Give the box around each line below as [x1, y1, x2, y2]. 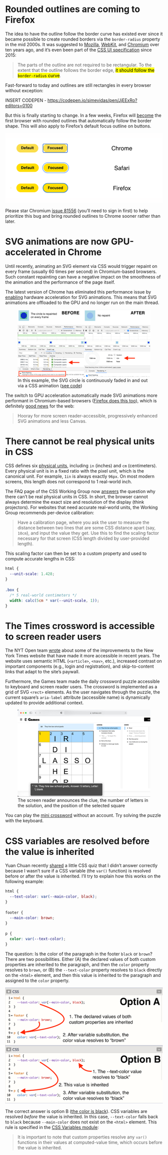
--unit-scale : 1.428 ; [9, 571, 55, 576]
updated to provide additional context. [5, 700, 84, 706]
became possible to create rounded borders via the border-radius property [5, 36, 160, 42]
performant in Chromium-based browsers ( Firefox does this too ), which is [5, 397, 157, 403]
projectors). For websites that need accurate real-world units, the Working [5, 504, 158, 510]
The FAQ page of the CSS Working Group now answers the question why [5, 488, 156, 495]
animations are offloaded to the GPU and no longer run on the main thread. [5, 300, 159, 306]
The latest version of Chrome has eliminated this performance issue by [5, 288, 151, 295]
